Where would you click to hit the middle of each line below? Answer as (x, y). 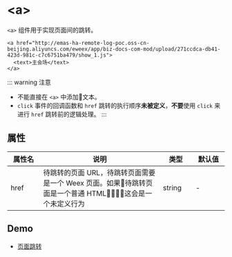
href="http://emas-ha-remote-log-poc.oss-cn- (83, 43)
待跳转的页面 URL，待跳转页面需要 (99, 173)
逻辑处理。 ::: (88, 114)
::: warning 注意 (29, 82)
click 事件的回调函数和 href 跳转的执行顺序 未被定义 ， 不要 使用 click (115, 105)
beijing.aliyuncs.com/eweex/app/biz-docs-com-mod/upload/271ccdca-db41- (114, 49)
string (172, 187)
